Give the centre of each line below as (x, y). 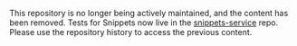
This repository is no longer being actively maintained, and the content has (149, 13)
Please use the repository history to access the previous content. (131, 32)
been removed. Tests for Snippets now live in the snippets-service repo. (144, 23)
